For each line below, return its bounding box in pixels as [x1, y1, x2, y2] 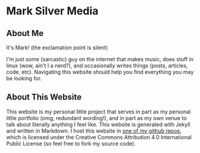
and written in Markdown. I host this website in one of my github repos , [6, 127, 181, 134]
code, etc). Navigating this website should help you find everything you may [6, 68, 194, 76]
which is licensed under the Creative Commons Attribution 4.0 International [6, 133, 192, 140]
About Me [6, 28, 44, 38]
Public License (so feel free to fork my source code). [6, 140, 136, 147]
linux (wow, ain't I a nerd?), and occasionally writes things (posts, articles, [6, 62, 188, 69]
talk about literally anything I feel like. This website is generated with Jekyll [6, 121, 190, 128]
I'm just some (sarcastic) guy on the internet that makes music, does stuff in [6, 56, 194, 62]
